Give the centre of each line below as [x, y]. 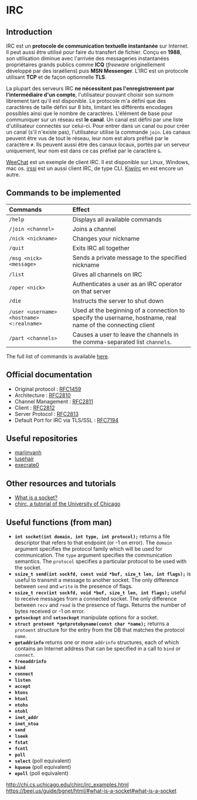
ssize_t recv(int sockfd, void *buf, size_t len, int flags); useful [100, 592]
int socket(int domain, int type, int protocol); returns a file [92, 537]
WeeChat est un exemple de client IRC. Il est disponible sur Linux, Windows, [98, 162]
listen [23, 680]
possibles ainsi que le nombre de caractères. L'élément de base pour [89, 113]
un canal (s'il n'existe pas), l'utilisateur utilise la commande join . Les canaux [98, 132]
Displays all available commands [117, 219]
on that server [92, 291]
